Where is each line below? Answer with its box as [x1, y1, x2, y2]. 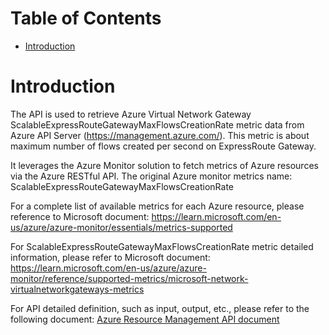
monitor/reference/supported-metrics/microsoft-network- [10, 272, 249, 284]
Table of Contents [10, 7, 162, 30]
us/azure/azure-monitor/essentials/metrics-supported [10, 221, 233, 233]
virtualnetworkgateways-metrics [10, 283, 145, 295]
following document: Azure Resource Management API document [10, 313, 280, 325]
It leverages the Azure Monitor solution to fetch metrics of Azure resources [10, 159, 319, 171]
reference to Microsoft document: [10, 210, 150, 222]
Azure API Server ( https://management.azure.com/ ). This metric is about [10, 129, 310, 141]
